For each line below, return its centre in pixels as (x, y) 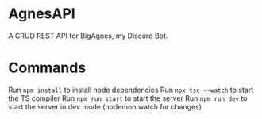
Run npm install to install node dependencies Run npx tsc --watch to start (131, 90)
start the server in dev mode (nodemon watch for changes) (105, 106)
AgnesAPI (42, 14)
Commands (47, 68)
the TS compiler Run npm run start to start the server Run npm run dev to (128, 98)
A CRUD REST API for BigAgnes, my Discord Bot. (88, 36)
